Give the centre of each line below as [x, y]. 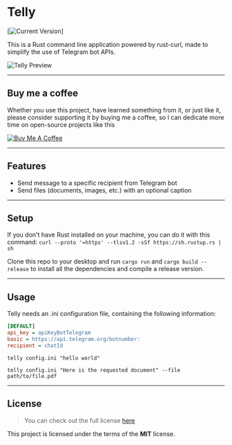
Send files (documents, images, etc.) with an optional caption [104, 190]
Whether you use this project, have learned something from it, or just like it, [114, 110]
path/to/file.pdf [32, 376]
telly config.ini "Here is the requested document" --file [94, 370]
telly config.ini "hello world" [54, 358]
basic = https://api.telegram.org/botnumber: [74, 339]
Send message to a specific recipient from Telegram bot [97, 183]
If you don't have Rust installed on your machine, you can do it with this [109, 235]
